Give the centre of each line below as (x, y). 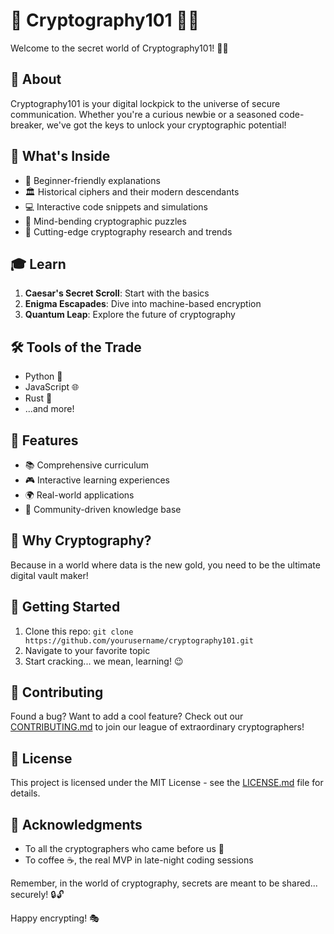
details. (25, 793)
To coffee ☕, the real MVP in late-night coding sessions (139, 860)
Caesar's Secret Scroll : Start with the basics (117, 293)
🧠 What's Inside (60, 156)
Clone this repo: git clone (79, 631)
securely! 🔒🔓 (37, 895)
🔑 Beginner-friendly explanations (92, 180)
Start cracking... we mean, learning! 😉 (104, 661)
